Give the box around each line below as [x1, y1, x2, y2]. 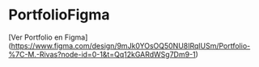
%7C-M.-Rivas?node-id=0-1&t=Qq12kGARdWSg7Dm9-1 [8, 49, 196, 59]
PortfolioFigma [8, 6, 110, 24]
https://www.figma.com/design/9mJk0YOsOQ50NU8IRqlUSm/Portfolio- [11, 40, 251, 50]
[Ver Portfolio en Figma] [8, 32, 88, 42]
